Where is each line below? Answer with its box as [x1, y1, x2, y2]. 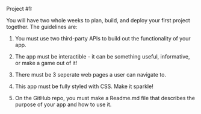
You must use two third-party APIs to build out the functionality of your [14, 35, 191, 42]
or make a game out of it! [14, 60, 78, 66]
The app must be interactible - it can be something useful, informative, [14, 53, 190, 60]
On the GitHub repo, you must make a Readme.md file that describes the [14, 95, 196, 101]
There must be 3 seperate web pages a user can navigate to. [14, 71, 167, 78]
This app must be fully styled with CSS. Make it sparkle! [14, 83, 153, 90]
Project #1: [6, 5, 33, 12]
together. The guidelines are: [6, 24, 78, 30]
